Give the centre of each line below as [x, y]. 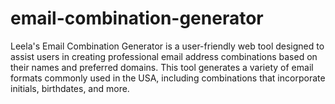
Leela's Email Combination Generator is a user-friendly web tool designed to [167, 46]
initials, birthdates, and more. [70, 88]
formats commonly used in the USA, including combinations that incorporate [168, 78]
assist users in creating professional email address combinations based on [164, 56]
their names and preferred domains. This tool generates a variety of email [162, 67]
